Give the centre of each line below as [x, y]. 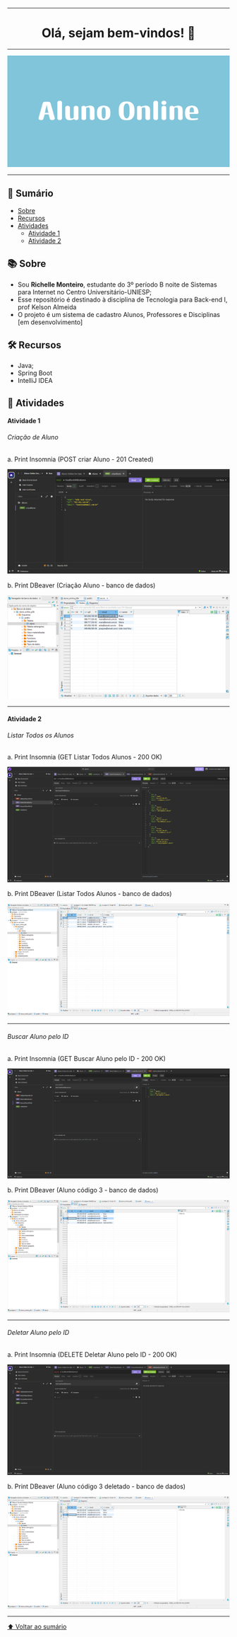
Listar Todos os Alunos [41, 735]
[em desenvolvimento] [50, 322]
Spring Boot [35, 373]
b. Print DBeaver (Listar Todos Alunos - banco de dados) [90, 893]
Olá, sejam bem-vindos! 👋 [119, 33]
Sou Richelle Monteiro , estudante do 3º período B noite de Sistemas [117, 285]
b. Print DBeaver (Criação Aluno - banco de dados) [81, 585]
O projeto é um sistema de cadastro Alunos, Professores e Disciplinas [119, 314]
